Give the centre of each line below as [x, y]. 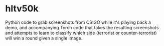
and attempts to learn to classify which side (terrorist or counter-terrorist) [81, 33]
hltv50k [22, 9]
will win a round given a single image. [44, 38]
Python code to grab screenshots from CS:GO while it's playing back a [78, 22]
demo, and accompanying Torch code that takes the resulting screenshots [82, 27]
